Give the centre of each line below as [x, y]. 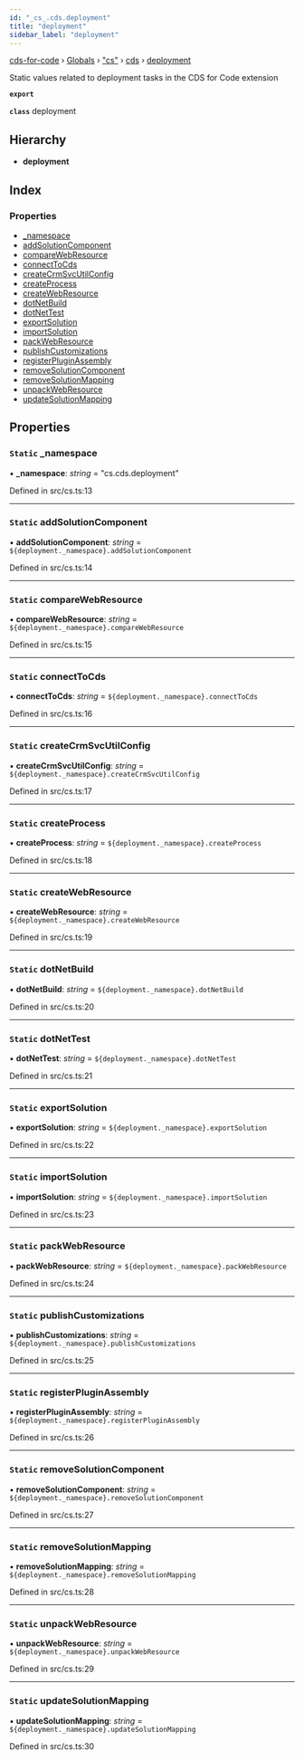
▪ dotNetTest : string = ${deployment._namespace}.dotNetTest [123, 1058]
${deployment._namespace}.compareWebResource [96, 628]
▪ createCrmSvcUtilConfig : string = [77, 765]
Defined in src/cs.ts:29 [52, 1669]
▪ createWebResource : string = [69, 912]
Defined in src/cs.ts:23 [52, 1214]
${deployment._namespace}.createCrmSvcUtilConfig [105, 774]
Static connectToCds [58, 677]
